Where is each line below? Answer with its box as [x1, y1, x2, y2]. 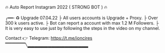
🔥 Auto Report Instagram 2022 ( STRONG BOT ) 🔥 [5, 4, 108, 10]
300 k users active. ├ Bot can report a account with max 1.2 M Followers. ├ [5, 20, 159, 26]
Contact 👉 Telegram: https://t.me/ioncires [5, 35, 93, 41]
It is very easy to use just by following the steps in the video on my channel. [5, 26, 161, 31]
